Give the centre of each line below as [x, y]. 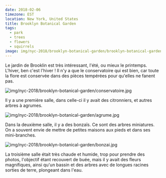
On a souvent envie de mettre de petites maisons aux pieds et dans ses [78, 130]
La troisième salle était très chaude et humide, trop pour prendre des [75, 154]
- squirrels [22, 46]
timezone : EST [20, 14]
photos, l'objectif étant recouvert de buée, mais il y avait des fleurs [73, 159]
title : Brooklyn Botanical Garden [41, 23]
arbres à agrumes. [24, 105]
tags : [11, 28]
